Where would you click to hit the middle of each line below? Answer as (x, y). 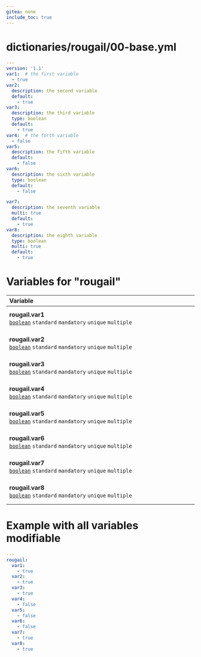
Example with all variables (72, 526)
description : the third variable (53, 113)
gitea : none (21, 12)
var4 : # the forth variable (42, 135)
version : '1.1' (25, 69)
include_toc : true (29, 17)
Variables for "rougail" (64, 282)
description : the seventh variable (56, 207)
